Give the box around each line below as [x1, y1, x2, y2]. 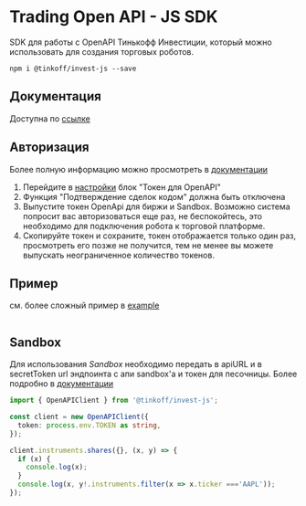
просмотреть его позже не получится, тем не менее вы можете [22, 239, 274, 250]
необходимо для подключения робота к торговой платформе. [22, 220, 266, 231]
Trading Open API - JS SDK [9, 6, 218, 27]
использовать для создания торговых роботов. [9, 46, 195, 57]
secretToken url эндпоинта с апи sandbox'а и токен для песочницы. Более [9, 368, 298, 380]
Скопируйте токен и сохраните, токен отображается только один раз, [22, 230, 297, 241]
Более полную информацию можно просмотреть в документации [9, 163, 268, 174]
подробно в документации [9, 378, 114, 389]
